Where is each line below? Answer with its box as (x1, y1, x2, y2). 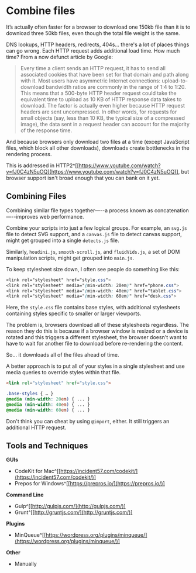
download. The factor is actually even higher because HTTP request (20, 102, 185, 109)
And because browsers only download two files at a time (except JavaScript (6, 138, 190, 145)
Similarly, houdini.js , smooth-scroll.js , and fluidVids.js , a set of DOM (6, 248, 180, 255)
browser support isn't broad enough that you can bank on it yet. (6, 174, 160, 181)
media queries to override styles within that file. (6, 369, 121, 376)
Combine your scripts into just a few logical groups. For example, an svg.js (6, 224, 187, 232)
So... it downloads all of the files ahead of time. (6, 351, 119, 358)
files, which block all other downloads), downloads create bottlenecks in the (6, 144, 190, 151)
